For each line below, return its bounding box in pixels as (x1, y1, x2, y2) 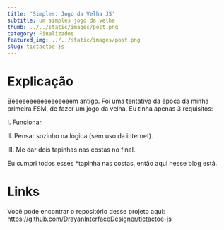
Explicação (7, 73, 74, 90)
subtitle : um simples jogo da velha (7, 17, 115, 24)
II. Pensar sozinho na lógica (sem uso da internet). (7, 131, 153, 140)
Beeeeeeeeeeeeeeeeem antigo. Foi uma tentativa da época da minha (7, 97, 209, 105)
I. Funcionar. (7, 118, 44, 126)
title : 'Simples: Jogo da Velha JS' (7, 10, 115, 18)
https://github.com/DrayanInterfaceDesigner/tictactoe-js (7, 214, 172, 223)
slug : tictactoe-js (7, 43, 65, 50)
